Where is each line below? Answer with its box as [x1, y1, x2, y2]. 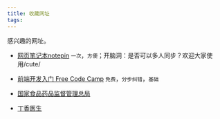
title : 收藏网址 [7, 10, 50, 17]
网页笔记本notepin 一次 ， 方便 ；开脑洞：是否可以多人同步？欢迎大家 [17, 51, 207, 59]
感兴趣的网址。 [7, 36, 50, 45]
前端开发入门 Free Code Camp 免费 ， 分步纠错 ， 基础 [17, 74, 159, 83]
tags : [7, 17, 23, 24]
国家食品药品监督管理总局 [17, 89, 91, 98]
